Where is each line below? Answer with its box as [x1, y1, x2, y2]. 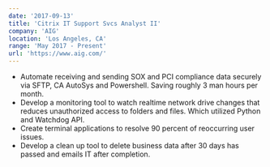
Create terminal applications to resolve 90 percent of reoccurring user [19, 123, 255, 133]
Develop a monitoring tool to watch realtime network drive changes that [19, 98, 260, 107]
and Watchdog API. [19, 115, 85, 124]
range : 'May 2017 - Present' [8, 42, 107, 50]
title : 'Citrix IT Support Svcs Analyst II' [8, 19, 161, 28]
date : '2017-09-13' [8, 11, 75, 20]
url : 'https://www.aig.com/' [8, 49, 107, 58]
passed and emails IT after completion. [19, 149, 151, 159]
